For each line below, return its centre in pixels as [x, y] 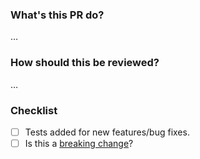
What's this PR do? [57, 15]
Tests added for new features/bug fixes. [107, 132]
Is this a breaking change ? [79, 143]
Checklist [34, 110]
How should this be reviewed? [85, 63]
